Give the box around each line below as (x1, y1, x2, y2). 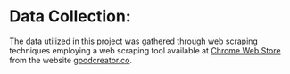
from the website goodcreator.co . (9, 54, 132, 65)
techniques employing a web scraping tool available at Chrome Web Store (9, 45, 281, 55)
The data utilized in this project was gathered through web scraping (9, 36, 259, 46)
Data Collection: (9, 6, 131, 27)
